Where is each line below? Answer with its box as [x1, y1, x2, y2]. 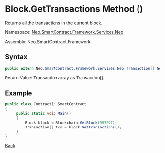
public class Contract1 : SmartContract [5, 102, 87, 107]
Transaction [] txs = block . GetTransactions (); [25, 125, 122, 129]
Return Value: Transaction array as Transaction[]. [5, 75, 105, 80]
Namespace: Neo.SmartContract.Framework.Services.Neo [5, 29, 124, 35]
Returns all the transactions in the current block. [5, 20, 103, 25]
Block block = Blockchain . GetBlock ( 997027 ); [25, 120, 118, 125]
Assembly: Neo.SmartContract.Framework [5, 38, 91, 45]
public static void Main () [16, 111, 71, 116]
